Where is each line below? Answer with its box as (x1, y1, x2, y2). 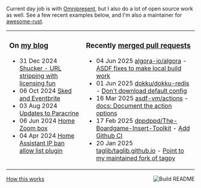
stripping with (19, 71, 58, 80)
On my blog (9, 41, 49, 50)
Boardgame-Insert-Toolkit (96, 124, 172, 132)
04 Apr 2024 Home (19, 131, 75, 140)
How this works (6, 175, 45, 182)
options (96, 109, 118, 117)
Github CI (96, 131, 123, 140)
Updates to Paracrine (19, 109, 79, 117)
